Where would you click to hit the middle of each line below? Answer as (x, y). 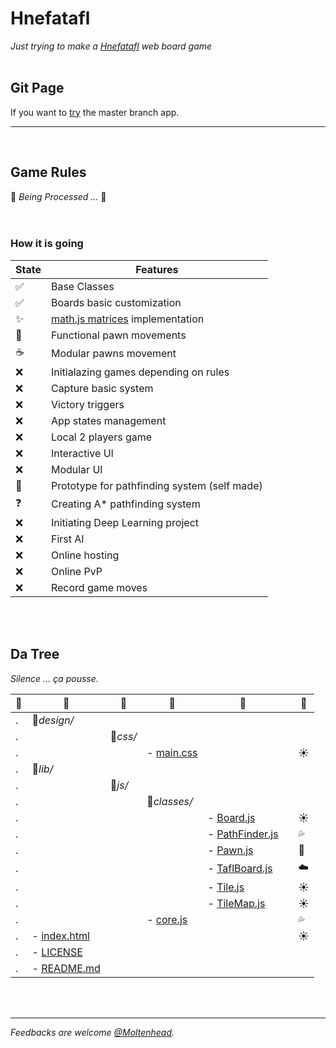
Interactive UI (82, 453)
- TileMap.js (236, 903)
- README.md (66, 968)
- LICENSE (57, 952)
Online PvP (76, 571)
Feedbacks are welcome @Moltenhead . (92, 1032)
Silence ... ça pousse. (54, 678)
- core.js (167, 919)
